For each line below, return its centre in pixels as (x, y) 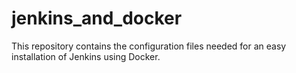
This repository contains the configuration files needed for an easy (149, 46)
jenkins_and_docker (97, 18)
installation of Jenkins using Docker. (86, 56)
